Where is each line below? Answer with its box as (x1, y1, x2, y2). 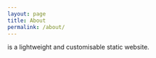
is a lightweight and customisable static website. (7, 43, 150, 52)
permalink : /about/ (7, 23, 66, 30)
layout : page (7, 10, 46, 18)
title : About (7, 17, 46, 24)
